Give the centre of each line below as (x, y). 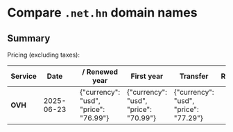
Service (24, 76)
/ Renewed (100, 72)
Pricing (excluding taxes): (44, 55)
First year (147, 76)
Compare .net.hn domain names (102, 13)
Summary (29, 38)
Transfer (194, 76)
